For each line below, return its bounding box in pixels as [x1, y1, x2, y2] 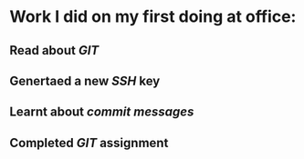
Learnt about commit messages [9, 104, 194, 120]
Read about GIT [9, 43, 100, 58]
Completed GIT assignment [9, 134, 169, 151]
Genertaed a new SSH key [9, 73, 161, 88]
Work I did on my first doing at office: [9, 6, 297, 27]
